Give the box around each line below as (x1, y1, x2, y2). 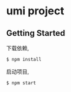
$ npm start (6, 79, 36, 86)
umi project (6, 4, 64, 18)
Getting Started (6, 28, 66, 38)
